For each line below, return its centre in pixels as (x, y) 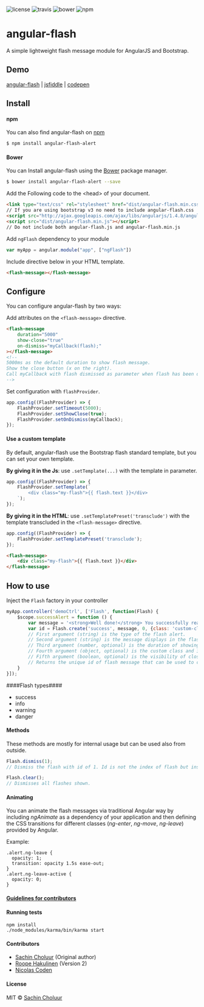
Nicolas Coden (34, 970)
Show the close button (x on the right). (59, 368)
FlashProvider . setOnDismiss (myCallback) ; (70, 419)
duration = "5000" (38, 335)
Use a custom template (36, 439)
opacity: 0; (27, 880)
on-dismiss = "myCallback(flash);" (59, 346)
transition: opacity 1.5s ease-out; (58, 864)
